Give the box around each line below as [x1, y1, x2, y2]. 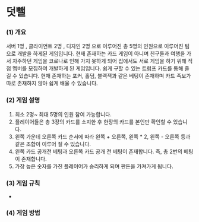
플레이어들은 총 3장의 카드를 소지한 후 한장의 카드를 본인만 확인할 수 [14, 118, 172, 125]
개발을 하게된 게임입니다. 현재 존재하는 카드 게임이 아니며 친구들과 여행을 [17, 50, 185, 57]
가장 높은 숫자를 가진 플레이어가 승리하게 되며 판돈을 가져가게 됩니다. [14, 163, 173, 170]
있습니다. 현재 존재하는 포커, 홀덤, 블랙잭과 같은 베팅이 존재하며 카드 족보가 [18, 72, 191, 80]
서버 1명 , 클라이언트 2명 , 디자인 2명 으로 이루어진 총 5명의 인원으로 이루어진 [6, 43, 184, 50]
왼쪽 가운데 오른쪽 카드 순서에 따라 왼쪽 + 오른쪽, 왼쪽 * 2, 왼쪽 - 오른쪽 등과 [14, 133, 191, 140]
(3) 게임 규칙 [6, 179, 40, 187]
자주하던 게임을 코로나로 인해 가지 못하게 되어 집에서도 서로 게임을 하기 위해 [12, 58, 187, 65]
